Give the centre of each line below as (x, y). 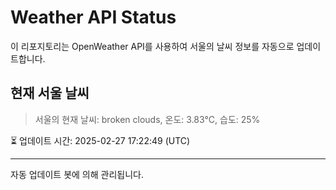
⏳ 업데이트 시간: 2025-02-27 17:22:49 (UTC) (100, 140)
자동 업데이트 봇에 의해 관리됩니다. (77, 174)
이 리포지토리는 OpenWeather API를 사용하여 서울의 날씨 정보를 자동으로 (152, 46)
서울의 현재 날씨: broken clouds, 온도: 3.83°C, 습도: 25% (147, 119)
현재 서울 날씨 (50, 93)
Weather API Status (93, 17)
